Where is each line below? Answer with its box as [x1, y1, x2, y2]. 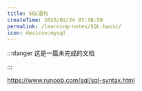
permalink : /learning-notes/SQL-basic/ [7, 23, 122, 30]
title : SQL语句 [7, 10, 49, 17]
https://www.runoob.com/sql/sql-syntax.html [7, 77, 136, 85]
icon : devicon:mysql [7, 29, 67, 37]
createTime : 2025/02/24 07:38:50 [7, 17, 103, 23]
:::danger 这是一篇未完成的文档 [7, 49, 95, 57]
